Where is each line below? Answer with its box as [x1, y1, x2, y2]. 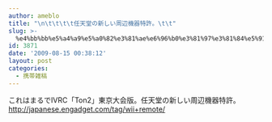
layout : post [8, 57, 53, 65]
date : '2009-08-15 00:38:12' [8, 49, 107, 57]
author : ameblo [8, 11, 60, 20]
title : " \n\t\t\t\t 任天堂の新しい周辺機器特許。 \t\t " [8, 19, 176, 27]
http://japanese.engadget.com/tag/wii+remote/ [8, 104, 166, 114]
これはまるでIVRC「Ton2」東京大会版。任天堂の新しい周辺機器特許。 [8, 95, 240, 105]
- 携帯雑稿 [15, 72, 48, 80]
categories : [8, 65, 49, 73]
